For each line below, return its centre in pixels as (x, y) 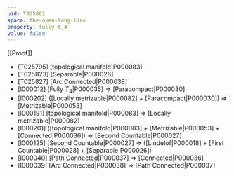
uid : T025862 (26, 14)
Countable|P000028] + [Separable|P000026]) (85, 151)
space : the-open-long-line (47, 20)
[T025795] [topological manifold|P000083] (80, 67)
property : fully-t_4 (38, 27)
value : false (26, 33)
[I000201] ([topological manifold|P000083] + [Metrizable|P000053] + (118, 128)
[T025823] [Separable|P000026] (65, 74)
